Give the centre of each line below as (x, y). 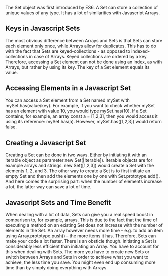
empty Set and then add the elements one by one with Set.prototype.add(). (83, 176)
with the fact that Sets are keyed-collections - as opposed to (68, 51)
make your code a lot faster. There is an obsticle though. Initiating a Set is (81, 241)
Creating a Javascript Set (46, 143)
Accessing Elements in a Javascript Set (68, 88)
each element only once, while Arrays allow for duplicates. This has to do (81, 46)
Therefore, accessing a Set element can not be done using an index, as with (84, 62)
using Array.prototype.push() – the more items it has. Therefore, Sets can (81, 236)
